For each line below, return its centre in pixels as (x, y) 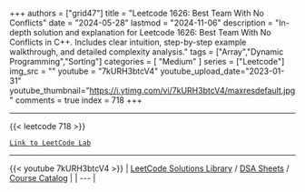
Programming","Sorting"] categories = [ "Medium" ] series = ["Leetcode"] (147, 61)
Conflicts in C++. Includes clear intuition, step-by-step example (128, 42)
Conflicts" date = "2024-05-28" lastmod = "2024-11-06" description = (142, 23)
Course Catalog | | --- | (53, 178)
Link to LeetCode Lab (50, 143)
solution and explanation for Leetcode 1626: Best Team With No (152, 32)
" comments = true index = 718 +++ (76, 100)
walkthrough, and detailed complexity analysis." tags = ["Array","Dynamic (147, 52)
